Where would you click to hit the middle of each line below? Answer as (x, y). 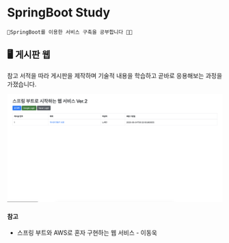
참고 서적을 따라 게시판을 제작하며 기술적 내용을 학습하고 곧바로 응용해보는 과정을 (115, 75)
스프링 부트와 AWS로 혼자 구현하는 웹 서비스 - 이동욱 (87, 233)
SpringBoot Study (59, 13)
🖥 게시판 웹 (29, 55)
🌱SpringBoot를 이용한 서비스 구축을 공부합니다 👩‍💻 (70, 32)
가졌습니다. (22, 84)
